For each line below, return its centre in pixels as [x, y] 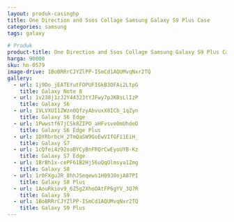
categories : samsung [37, 27]
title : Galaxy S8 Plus [53, 182]
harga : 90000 [26, 59]
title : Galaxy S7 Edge [53, 156]
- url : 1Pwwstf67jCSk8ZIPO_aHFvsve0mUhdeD [76, 124]
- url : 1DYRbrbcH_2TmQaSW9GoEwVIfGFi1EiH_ [76, 137]
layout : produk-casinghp [43, 14]
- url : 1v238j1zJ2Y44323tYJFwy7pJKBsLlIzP [76, 98]
